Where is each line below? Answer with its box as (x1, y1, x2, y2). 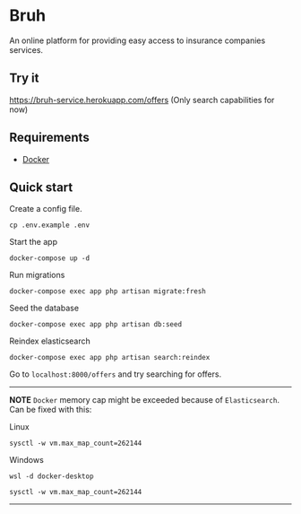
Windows (9, 455, 45, 466)
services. (9, 44, 43, 55)
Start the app (9, 237, 58, 248)
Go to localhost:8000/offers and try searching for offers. (9, 369, 222, 379)
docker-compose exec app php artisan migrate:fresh (9, 287, 206, 296)
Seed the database (9, 302, 79, 314)
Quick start (9, 179, 73, 195)
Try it (9, 71, 39, 86)
